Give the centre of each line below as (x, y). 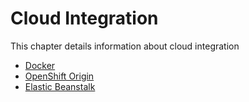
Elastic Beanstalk (60, 86)
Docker (40, 65)
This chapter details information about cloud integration (125, 46)
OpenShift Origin (59, 76)
